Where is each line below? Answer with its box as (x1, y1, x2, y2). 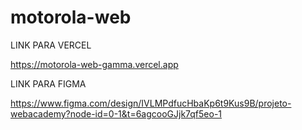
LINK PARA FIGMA (10, 77, 87, 90)
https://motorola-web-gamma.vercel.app (10, 58, 179, 70)
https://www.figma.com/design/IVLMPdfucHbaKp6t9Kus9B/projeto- (10, 97, 292, 109)
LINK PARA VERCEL (10, 39, 92, 51)
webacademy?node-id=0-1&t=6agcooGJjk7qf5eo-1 (10, 107, 223, 120)
